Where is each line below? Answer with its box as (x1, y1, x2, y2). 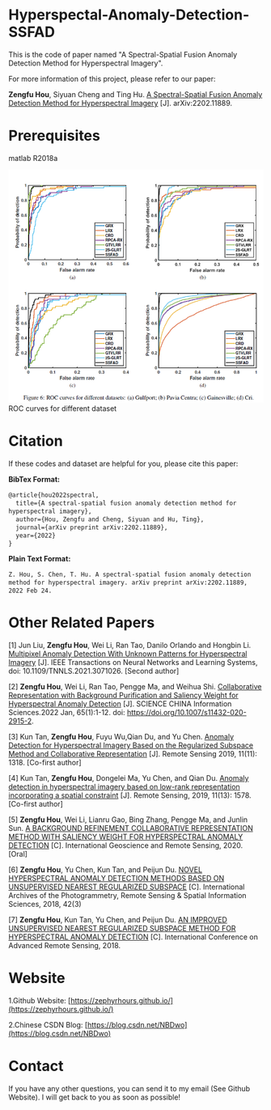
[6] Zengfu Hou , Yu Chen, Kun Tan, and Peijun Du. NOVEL (8, 864, 203, 875)
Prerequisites (8, 127, 101, 145)
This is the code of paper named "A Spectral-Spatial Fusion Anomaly (8, 49, 238, 59)
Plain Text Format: (8, 553, 71, 563)
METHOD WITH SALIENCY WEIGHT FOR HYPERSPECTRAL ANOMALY (8, 832, 243, 841)
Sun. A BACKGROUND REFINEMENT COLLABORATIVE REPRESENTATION (8, 823, 253, 832)
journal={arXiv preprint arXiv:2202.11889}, (15, 523, 168, 532)
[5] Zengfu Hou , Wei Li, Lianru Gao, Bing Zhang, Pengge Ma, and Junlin (8, 815, 248, 824)
